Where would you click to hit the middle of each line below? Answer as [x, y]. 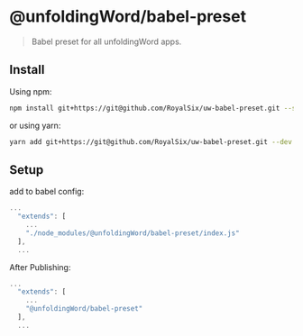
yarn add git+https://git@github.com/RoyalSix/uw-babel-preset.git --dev [151, 141]
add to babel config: [47, 192]
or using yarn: [35, 125]
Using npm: [31, 91]
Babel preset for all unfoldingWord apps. [106, 41]
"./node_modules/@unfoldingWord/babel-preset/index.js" [133, 233]
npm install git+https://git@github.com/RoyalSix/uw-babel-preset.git [145, 108]
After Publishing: [40, 267]
